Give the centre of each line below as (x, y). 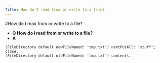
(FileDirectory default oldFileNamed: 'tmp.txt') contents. (68, 56)
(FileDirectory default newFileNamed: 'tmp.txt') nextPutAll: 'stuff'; (80, 47)
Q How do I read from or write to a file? (52, 33)
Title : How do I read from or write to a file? (55, 10)
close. (12, 51)
